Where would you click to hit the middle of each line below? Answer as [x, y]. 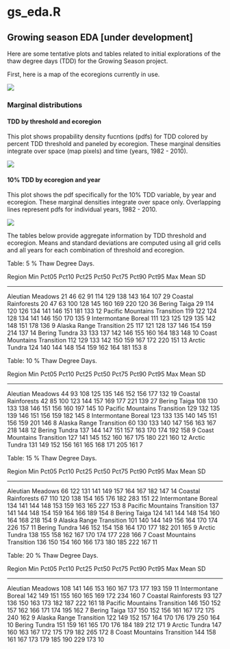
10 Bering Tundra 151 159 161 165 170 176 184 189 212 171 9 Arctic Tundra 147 [114, 625]
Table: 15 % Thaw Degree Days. [52, 458]
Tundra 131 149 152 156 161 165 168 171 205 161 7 [75, 445]
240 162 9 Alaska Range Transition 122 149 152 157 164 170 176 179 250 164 [114, 617]
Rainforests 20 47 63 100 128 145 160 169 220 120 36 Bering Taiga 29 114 [111, 304]
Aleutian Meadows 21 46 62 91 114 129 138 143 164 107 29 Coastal [100, 296]
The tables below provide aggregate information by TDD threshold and [107, 236]
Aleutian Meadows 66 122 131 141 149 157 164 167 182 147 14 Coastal [104, 491]
